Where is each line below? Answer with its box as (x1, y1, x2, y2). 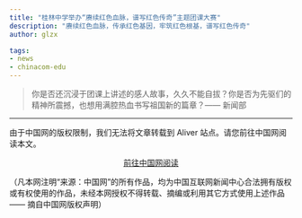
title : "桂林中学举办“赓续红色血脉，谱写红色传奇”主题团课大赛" (9, 13, 222, 22)
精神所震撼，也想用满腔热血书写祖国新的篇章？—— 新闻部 (31, 100, 247, 110)
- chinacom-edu (9, 63, 67, 72)
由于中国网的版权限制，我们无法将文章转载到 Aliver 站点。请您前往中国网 (9, 127, 280, 137)
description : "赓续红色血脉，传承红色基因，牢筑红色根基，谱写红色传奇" (9, 22, 251, 31)
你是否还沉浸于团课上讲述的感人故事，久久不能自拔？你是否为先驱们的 (31, 89, 292, 99)
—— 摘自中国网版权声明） (9, 199, 106, 209)
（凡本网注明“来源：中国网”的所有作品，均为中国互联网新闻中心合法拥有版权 (9, 177, 292, 187)
